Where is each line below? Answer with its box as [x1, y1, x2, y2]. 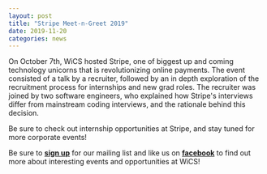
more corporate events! [8, 133, 88, 142]
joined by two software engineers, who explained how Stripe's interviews [8, 91, 253, 101]
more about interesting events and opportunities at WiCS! [8, 157, 200, 167]
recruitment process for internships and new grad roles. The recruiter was [8, 83, 256, 92]
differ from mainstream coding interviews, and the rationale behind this [8, 100, 246, 109]
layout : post [8, 11, 53, 20]
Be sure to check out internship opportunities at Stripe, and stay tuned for [8, 124, 255, 134]
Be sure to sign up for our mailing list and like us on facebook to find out [8, 148, 252, 158]
